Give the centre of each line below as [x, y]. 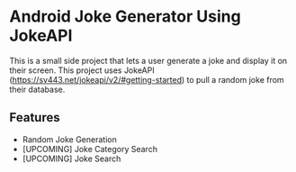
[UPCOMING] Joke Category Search [90, 149]
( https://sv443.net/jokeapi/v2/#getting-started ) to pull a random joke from [147, 79]
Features [35, 118]
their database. [37, 89]
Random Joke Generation [69, 139]
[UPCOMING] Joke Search [72, 158]
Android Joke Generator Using [125, 17]
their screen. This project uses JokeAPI [82, 70]
